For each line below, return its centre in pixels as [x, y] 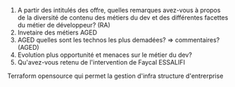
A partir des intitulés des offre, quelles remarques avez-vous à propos [119, 10]
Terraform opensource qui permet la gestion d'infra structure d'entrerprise [115, 76]
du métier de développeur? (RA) [64, 25]
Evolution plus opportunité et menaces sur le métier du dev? [104, 55]
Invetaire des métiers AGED [57, 32]
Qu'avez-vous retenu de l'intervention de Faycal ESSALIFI [101, 62]
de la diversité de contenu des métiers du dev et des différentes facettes [123, 18]
